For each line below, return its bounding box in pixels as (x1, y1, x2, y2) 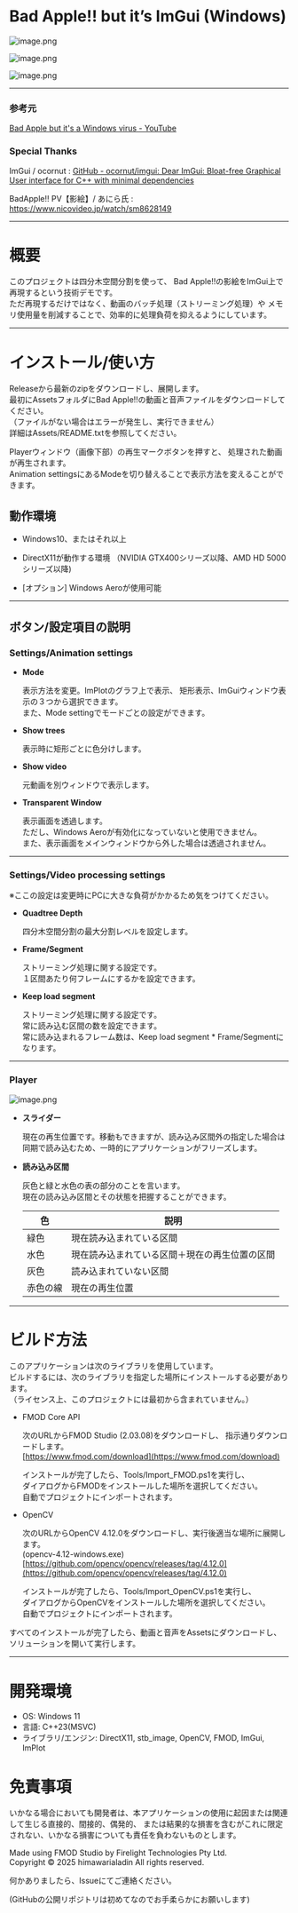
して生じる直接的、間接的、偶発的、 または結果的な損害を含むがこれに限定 (9, 1819, 284, 1830)
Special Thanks (9, 145, 78, 157)
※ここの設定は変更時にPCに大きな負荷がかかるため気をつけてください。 (9, 890, 273, 901)
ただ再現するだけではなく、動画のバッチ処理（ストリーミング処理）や (9, 298, 266, 309)
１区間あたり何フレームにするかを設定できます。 (21, 973, 201, 984)
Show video (21, 761, 67, 772)
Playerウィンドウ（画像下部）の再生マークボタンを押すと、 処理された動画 (9, 447, 283, 457)
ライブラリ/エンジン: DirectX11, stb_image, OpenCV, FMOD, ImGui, (21, 1733, 265, 1743)
